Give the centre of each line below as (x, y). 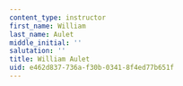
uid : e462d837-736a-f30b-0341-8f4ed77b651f (92, 68)
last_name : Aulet (42, 34)
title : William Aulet (50, 59)
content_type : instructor (57, 17)
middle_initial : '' (46, 43)
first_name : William (48, 26)
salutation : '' (38, 51)
